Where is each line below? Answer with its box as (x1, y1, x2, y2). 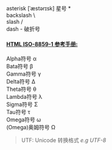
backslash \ (6, 12, 35, 19)
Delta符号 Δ (6, 78, 35, 85)
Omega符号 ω (6, 116, 41, 123)
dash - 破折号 (6, 26, 41, 32)
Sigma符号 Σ (6, 101, 38, 108)
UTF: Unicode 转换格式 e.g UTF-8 (21, 137, 107, 144)
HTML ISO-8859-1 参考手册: (6, 40, 78, 48)
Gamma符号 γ (6, 70, 41, 77)
